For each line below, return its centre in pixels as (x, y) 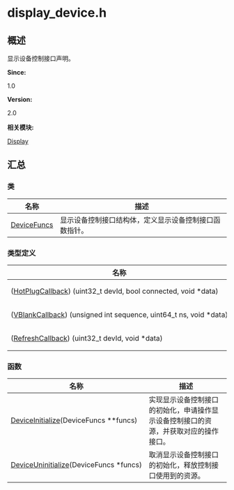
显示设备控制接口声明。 (41, 58)
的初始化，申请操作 (180, 410)
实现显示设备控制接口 (184, 400)
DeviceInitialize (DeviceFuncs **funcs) (74, 420)
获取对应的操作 (194, 431)
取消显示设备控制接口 (184, 455)
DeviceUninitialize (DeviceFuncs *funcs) (77, 465)
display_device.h (57, 13)
